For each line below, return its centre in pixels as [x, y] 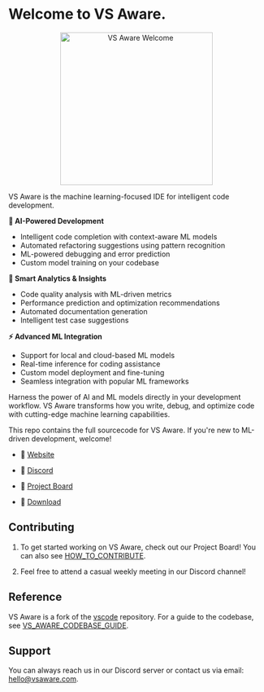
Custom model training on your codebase [90, 262]
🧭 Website [37, 454]
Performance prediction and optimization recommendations [120, 303]
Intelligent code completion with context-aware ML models [119, 236]
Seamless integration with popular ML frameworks [104, 381]
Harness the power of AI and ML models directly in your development [125, 396]
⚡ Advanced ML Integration [56, 336]
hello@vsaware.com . [43, 679]
